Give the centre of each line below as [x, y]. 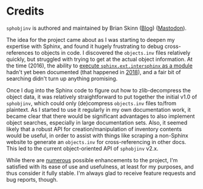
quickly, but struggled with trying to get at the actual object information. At [99, 59]
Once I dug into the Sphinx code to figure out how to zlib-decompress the [99, 90]
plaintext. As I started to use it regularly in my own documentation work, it [98, 109]
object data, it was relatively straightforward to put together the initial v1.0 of [102, 97]
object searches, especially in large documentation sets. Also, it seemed [97, 122]
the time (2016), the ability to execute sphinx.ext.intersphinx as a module [99, 66]
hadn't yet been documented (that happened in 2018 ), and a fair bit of [94, 72]
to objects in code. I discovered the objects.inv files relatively [113, 52]
